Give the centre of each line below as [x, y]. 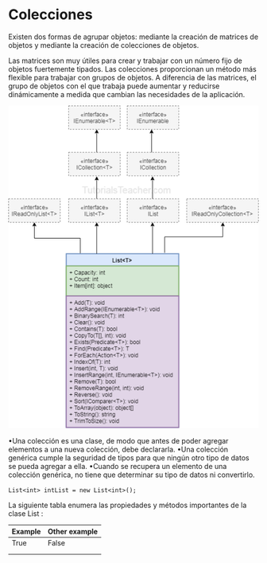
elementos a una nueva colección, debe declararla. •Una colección [118, 450]
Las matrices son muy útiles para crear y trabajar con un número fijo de [125, 61]
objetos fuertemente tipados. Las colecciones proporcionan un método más [132, 68]
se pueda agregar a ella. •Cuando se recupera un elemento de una [118, 467]
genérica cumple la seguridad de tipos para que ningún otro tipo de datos [129, 458]
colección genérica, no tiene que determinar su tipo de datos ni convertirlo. [132, 475]
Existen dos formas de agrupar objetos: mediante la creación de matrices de [133, 37]
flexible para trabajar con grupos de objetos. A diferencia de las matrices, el [132, 77]
